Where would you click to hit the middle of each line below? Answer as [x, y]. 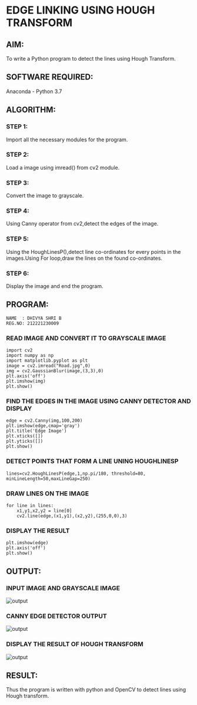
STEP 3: [18, 183]
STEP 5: [18, 239]
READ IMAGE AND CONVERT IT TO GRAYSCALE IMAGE [86, 338]
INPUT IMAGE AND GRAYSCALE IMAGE [63, 588]
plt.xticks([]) [25, 436]
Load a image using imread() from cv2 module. [63, 167]
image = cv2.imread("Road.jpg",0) [49, 366]
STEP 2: [18, 155]
